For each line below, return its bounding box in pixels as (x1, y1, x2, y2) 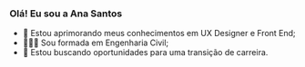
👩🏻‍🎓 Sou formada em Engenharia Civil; (22, 37, 169, 48)
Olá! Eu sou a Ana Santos (9, 7, 123, 20)
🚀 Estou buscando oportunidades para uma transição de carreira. (22, 47, 269, 58)
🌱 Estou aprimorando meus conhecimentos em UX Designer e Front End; (22, 28, 296, 39)
